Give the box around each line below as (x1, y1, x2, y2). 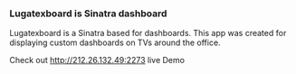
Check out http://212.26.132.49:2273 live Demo (9, 55, 186, 66)
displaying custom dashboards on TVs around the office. (9, 37, 221, 48)
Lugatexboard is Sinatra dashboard (9, 7, 167, 20)
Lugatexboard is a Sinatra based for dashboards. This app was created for (9, 28, 287, 39)
